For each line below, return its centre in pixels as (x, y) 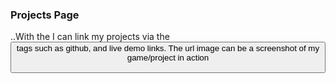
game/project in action (168, 58)
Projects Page (45, 15)
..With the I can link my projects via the (90, 37)
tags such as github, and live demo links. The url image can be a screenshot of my (168, 48)
